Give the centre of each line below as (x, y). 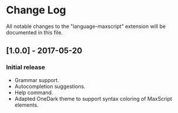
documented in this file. (35, 32)
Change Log (36, 10)
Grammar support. (37, 80)
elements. (27, 105)
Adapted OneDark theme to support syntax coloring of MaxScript (93, 98)
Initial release (26, 68)
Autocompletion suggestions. (50, 86)
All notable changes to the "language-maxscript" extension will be (86, 26)
